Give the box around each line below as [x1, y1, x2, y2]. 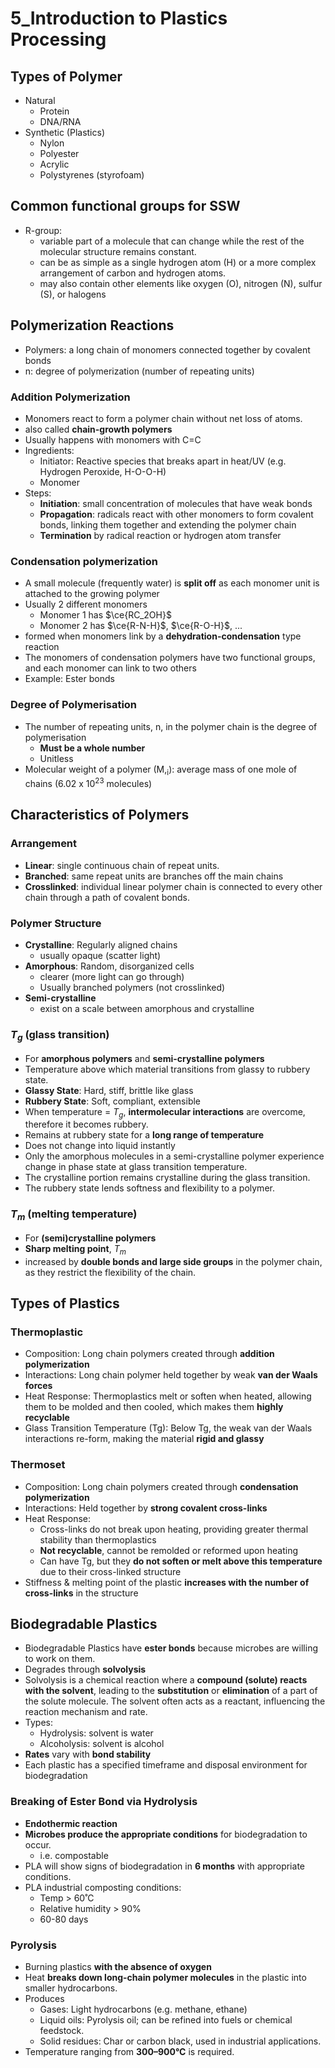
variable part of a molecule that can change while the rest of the [39, 235, 305, 247]
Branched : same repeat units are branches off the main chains [24, 870, 284, 882]
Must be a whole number [39, 742, 146, 754]
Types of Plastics [10, 1295, 120, 1312]
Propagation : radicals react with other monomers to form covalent [39, 508, 314, 520]
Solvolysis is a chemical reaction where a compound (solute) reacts [24, 1674, 308, 1686]
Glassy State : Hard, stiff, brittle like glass [24, 1084, 194, 1096]
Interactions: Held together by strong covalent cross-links [24, 1502, 268, 1514]
